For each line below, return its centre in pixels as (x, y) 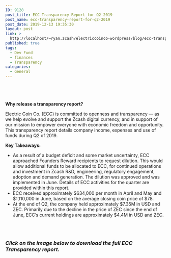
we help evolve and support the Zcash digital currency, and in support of (81, 119)
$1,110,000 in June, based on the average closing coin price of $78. (83, 199)
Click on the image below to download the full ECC (69, 243)
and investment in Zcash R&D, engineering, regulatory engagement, (84, 172)
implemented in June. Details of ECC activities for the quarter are (81, 182)
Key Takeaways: (23, 145)
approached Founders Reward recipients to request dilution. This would (88, 161)
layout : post (19, 29)
